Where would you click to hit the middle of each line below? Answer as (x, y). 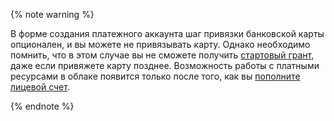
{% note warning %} (52, 14)
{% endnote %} (42, 106)
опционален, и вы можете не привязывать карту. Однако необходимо (160, 44)
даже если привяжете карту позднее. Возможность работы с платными (165, 65)
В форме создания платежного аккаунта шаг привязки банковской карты (167, 33)
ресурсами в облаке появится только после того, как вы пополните (155, 76)
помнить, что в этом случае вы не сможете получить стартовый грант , (162, 55)
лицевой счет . (40, 87)
